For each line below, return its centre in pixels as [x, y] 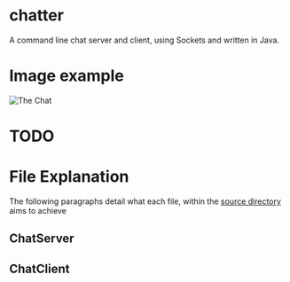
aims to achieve [38, 211]
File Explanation [69, 177]
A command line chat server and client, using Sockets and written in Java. [145, 40]
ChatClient [39, 268]
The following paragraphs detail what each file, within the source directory [145, 201]
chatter [37, 16]
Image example [67, 76]
